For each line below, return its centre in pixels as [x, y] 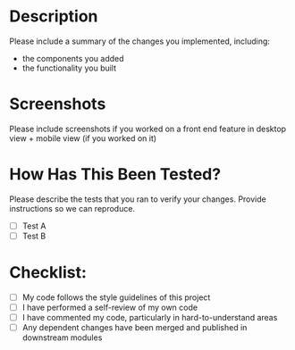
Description [54, 17]
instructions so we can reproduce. [72, 208]
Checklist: [48, 273]
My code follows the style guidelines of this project [116, 297]
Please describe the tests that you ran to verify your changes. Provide [138, 199]
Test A [34, 226]
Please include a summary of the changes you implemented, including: [140, 41]
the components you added [73, 58]
